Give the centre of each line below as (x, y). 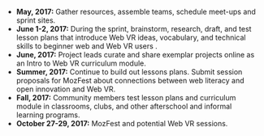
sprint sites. (36, 20)
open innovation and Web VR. (66, 89)
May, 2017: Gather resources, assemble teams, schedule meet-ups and (136, 12)
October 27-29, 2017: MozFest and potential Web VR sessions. (122, 123)
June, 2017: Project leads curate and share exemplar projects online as (135, 55)
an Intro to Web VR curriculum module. (81, 63)
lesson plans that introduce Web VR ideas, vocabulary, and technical (131, 37)
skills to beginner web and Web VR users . (87, 46)
